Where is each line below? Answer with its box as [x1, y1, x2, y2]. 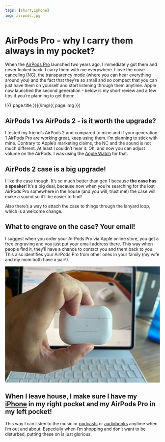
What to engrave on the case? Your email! [5, 223, 136, 231]
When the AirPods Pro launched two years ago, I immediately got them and [5, 61, 157, 67]
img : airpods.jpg [5, 13, 41, 18]
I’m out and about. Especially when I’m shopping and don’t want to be [5, 426, 146, 432]
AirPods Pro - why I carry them [5, 35, 134, 46]
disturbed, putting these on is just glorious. [5, 431, 92, 437]
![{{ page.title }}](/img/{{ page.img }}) [5, 102, 81, 108]
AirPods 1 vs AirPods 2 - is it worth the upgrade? [5, 117, 156, 125]
